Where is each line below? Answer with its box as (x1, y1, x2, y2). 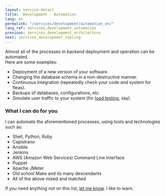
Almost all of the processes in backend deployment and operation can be (5, 48, 155, 55)
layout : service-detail (5, 7, 55, 12)
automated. (5, 54, 29, 60)
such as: (5, 124, 23, 130)
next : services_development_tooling (5, 35, 81, 40)
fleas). (12, 84, 26, 90)
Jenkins (12, 149, 29, 155)
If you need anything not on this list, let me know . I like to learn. (5, 186, 134, 192)
